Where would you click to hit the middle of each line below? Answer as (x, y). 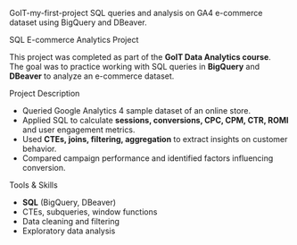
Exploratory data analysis (69, 231)
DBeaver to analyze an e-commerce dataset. (92, 76)
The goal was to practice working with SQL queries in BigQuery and (135, 67)
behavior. (39, 148)
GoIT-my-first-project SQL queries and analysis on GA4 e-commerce (136, 13)
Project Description (45, 93)
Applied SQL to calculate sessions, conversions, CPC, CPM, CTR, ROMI (155, 120)
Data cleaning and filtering (71, 221)
